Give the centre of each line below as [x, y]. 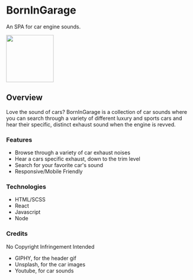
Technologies [26, 187]
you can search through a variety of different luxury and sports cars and [94, 118]
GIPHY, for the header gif [46, 258]
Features [19, 139]
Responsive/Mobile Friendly [49, 171]
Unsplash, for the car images [50, 264]
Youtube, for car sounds [44, 271]
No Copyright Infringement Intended [50, 246]
